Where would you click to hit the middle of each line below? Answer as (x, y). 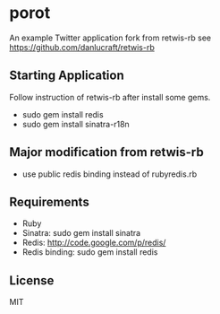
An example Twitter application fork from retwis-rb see (110, 38)
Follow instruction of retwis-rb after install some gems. (110, 97)
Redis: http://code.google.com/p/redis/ (94, 243)
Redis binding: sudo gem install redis (90, 252)
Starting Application (67, 76)
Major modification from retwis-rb (106, 152)
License (32, 280)
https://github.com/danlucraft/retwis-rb (82, 47)
